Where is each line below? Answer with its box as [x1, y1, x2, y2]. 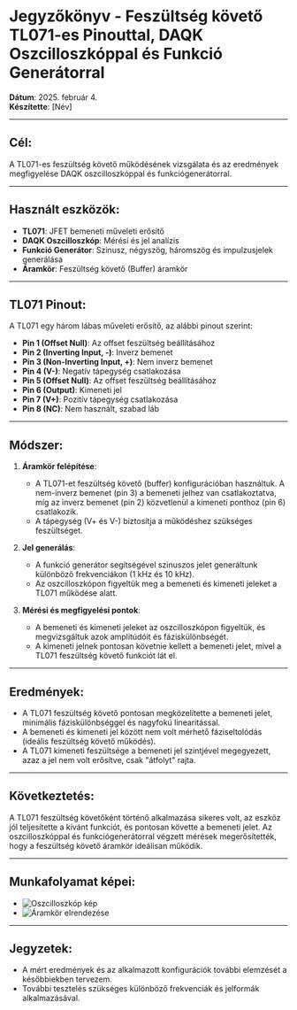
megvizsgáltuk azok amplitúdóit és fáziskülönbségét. [34, 631, 229, 643]
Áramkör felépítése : [21, 461, 97, 472]
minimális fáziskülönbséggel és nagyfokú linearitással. [21, 717, 221, 728]
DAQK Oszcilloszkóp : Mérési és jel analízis [21, 235, 179, 245]
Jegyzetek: [9, 941, 73, 957]
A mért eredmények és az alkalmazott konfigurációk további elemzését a [21, 965, 287, 975]
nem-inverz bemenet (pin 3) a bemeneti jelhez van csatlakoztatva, [34, 488, 277, 498]
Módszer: [9, 437, 64, 452]
